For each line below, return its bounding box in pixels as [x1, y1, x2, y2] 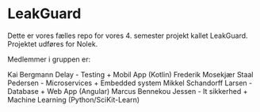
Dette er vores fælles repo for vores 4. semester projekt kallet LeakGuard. [7, 31, 248, 40]
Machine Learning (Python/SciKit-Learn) [7, 95, 140, 104]
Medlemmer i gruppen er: [7, 54, 91, 64]
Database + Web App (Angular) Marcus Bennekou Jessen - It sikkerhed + [7, 86, 248, 95]
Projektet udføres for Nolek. [7, 39, 98, 48]
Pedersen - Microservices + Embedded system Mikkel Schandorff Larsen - [7, 78, 253, 88]
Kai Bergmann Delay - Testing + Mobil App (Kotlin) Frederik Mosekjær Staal [7, 69, 254, 79]
